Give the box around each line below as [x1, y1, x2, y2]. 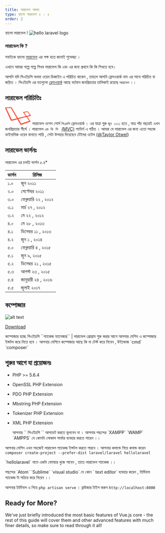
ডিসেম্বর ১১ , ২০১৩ [21, 228, 52, 235]
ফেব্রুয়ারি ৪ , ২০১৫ [21, 244, 51, 251]
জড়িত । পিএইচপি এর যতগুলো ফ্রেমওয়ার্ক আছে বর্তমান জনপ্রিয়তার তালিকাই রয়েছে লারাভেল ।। [5, 79, 136, 85]
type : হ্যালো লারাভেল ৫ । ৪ [5, 12, 50, 17]
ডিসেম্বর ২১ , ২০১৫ [21, 260, 52, 267]
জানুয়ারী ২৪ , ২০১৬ [21, 276, 53, 283]
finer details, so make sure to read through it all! [5, 523, 102, 529]
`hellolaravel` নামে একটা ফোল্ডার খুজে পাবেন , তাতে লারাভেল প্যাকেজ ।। [5, 459, 116, 465]
